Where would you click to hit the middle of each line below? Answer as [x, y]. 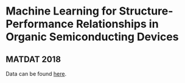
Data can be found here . [36, 74]
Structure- [146, 11]
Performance [40, 24]
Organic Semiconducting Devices [92, 37]
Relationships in [117, 24]
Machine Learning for [61, 11]
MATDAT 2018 [33, 59]
